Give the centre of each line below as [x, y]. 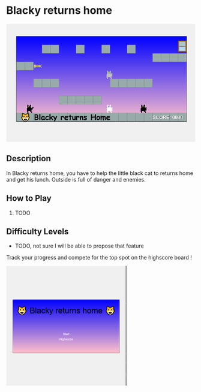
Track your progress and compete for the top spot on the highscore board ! [99, 258]
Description [28, 159]
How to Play [29, 198]
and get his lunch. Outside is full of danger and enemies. [76, 179]
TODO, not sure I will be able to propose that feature [79, 246]
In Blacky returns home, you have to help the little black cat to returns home [100, 173]
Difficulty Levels [37, 231]
